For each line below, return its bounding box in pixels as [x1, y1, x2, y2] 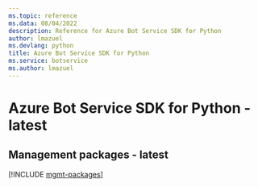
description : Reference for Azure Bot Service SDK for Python [8, 27, 222, 35]
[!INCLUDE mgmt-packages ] [8, 169, 103, 179]
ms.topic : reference [8, 11, 78, 20]
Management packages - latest [8, 148, 169, 162]
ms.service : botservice [8, 57, 89, 65]
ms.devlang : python [8, 42, 74, 50]
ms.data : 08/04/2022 [8, 19, 78, 27]
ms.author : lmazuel [8, 64, 74, 73]
